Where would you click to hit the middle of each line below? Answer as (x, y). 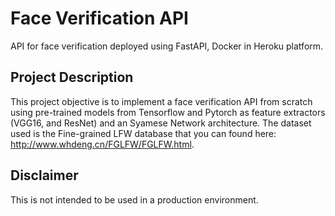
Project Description (72, 77)
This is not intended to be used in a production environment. (134, 199)
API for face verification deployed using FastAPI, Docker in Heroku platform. (167, 46)
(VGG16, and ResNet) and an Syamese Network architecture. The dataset (161, 123)
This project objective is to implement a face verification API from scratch (161, 101)
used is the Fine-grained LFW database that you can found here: (143, 133)
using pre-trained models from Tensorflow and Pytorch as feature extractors (168, 112)
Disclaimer (44, 175)
